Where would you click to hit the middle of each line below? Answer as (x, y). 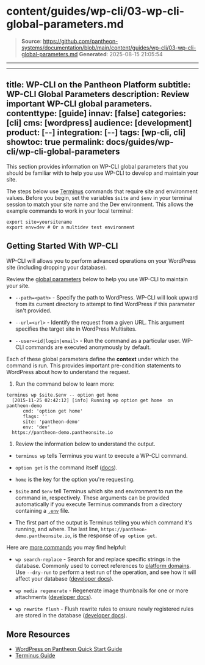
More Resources (38, 634)
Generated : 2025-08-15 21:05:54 (121, 54)
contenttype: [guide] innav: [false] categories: (96, 113)
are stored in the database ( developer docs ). (71, 615)
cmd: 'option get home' (53, 411)
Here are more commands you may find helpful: (67, 547)
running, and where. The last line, (57, 529)
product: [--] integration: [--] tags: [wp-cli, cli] (96, 133)
